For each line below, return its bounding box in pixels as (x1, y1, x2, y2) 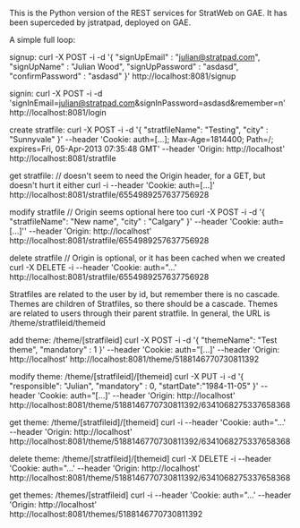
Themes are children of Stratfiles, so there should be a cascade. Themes (9, 299, 279, 309)
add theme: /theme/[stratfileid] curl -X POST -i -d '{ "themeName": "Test (9, 335, 278, 345)
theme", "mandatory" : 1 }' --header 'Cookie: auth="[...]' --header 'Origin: (9, 345, 280, 354)
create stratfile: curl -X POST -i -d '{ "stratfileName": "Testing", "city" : (9, 124, 269, 135)
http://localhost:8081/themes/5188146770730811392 (9, 509, 203, 519)
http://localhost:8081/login (9, 107, 107, 117)
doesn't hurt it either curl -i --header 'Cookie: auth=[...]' (9, 180, 216, 191)
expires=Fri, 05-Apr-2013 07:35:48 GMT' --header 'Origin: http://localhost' (9, 143, 285, 154)
